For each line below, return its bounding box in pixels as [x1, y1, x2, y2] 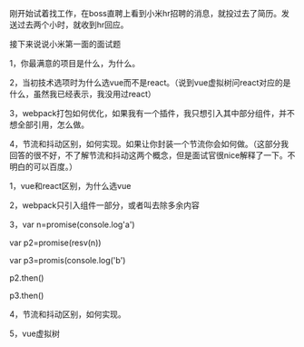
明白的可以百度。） [9, 162, 77, 172]
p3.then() [9, 290, 44, 301]
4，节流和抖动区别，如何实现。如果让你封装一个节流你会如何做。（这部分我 [9, 139, 289, 149]
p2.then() [9, 273, 44, 283]
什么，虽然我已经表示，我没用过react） [9, 89, 156, 99]
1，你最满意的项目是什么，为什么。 [9, 58, 141, 68]
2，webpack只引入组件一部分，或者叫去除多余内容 [9, 200, 200, 211]
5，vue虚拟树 [9, 328, 61, 339]
